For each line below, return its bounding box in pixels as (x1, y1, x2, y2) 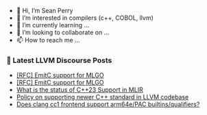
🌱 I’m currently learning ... (16, 21, 90, 29)
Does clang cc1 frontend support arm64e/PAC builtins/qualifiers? (16, 100, 200, 109)
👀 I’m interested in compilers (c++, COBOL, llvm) (16, 14, 154, 22)
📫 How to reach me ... (16, 36, 80, 44)
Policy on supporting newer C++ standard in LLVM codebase (16, 93, 189, 101)
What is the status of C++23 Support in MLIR (16, 86, 143, 94)
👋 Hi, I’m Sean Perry (16, 7, 73, 14)
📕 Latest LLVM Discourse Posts (6, 55, 112, 65)
